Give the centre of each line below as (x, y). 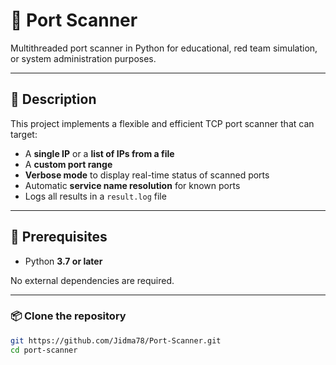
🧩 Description (53, 99)
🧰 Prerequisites (59, 237)
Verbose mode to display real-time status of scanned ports (147, 175)
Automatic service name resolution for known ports (132, 185)
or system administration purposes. (83, 58)
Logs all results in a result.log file (95, 196)
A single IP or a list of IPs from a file (99, 153)
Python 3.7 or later (63, 261)
